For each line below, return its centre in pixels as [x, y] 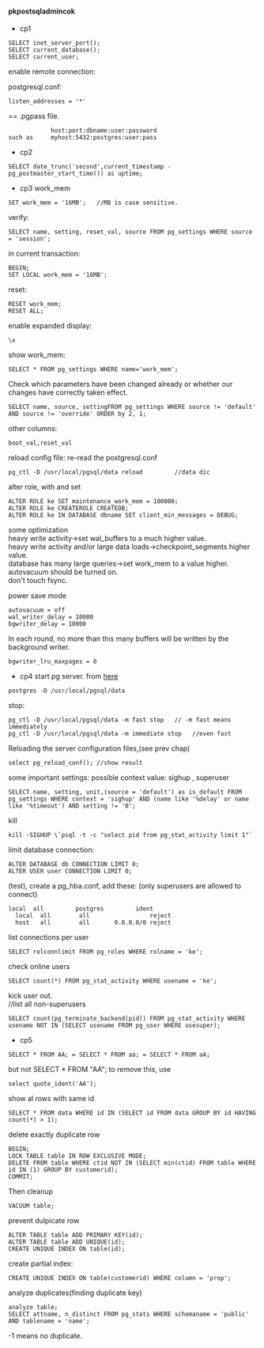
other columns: [33, 429]
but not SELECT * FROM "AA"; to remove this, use [90, 1070]
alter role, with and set [45, 487]
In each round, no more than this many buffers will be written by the [119, 639]
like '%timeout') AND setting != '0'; [72, 806]
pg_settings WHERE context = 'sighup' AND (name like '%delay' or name [128, 799]
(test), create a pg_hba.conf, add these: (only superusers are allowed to [125, 886]
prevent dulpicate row [44, 1221]
